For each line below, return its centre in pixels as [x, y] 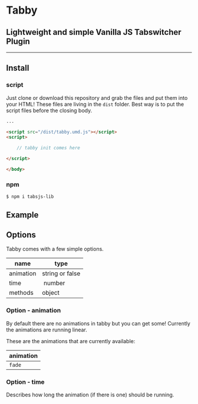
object [51, 293]
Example [22, 215]
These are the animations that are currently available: [71, 341]
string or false [61, 273]
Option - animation [34, 311]
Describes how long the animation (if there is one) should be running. [90, 395]
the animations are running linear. [47, 330]
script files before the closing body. [49, 110]
